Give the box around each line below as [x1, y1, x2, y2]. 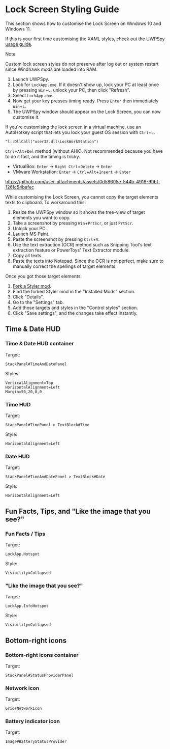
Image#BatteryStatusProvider [5, 739, 67, 744]
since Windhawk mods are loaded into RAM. [5, 66, 98, 72]
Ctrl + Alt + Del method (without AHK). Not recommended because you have [5, 148, 163, 154]
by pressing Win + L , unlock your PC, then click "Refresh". [12, 87, 130, 93]
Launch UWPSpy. [12, 76, 50, 82]
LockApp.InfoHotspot [5, 603, 49, 609]
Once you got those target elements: [5, 273, 82, 279]
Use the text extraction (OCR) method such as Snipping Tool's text [12, 241, 152, 247]
